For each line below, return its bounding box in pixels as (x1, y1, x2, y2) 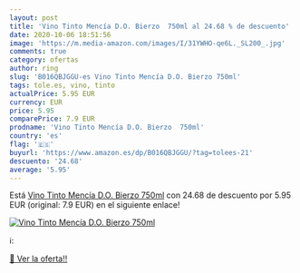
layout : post (9, 13, 59, 23)
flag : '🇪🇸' (9, 140, 54, 149)
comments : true (9, 47, 67, 56)
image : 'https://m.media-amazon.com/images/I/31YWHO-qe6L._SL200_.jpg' (9, 38, 285, 48)
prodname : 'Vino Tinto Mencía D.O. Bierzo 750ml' (9, 123, 205, 132)
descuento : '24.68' (9, 156, 83, 166)
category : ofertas (9, 55, 79, 64)
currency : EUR (9, 97, 63, 107)
